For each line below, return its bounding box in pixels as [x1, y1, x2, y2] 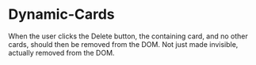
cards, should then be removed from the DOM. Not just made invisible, [8, 39, 239, 49]
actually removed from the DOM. [8, 48, 115, 57]
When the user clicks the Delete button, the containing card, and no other [8, 31, 248, 41]
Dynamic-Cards [8, 5, 115, 23]
